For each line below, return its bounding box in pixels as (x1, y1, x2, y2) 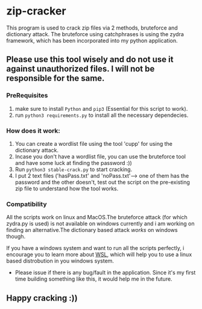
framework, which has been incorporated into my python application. (6, 37, 178, 44)
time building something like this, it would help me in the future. (14, 275, 173, 282)
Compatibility (6, 200, 47, 208)
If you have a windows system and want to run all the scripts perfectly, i (6, 245, 185, 252)
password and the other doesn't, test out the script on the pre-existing (14, 178, 190, 186)
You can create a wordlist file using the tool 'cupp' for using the (14, 140, 173, 147)
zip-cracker (6, 4, 66, 18)
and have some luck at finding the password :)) (14, 159, 133, 166)
